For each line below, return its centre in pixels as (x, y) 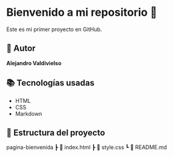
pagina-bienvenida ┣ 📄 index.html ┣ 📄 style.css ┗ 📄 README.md (87, 147)
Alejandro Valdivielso (34, 63)
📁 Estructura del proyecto (56, 132)
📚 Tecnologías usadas (50, 83)
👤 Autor (21, 48)
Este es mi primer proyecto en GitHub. (54, 29)
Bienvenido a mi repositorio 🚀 (82, 12)
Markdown (29, 113)
